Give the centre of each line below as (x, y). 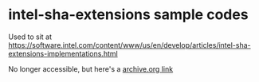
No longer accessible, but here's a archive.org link (91, 68)
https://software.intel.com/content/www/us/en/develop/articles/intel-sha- (129, 45)
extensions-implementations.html (63, 53)
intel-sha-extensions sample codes (128, 15)
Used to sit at (30, 37)
